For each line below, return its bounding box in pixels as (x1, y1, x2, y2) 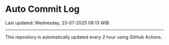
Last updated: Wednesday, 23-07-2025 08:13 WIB (5, 20, 109, 26)
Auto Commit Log (5, 3, 80, 15)
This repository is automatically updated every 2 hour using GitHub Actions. (5, 34, 162, 40)
